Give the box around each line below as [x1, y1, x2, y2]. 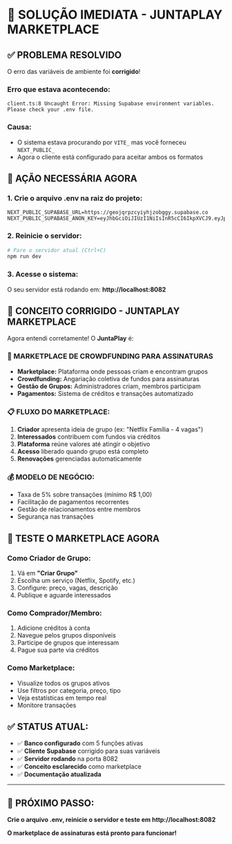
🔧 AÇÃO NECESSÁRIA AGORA [7, 173, 137, 184]
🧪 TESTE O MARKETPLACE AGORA [7, 533, 160, 544]
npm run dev [7, 253, 41, 260]
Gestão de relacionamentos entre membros [17, 505, 141, 514]
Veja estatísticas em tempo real [17, 693, 107, 702]
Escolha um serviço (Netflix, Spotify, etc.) [17, 577, 136, 585]
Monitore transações [17, 701, 77, 709]
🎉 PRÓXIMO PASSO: [7, 797, 95, 809]
